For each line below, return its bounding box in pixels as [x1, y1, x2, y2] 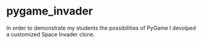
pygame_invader [6, 4, 93, 18]
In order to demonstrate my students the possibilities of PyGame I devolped [6, 24, 197, 31]
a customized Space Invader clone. [6, 30, 95, 38]
